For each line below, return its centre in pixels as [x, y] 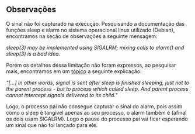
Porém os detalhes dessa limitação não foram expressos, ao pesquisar [91, 65]
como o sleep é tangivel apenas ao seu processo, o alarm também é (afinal [96, 112]
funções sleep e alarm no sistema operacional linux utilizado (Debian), [90, 30]
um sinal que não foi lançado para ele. [52, 125]
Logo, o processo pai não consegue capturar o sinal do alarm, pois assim [94, 106]
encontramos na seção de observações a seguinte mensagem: [82, 36]
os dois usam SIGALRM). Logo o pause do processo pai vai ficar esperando [97, 119]
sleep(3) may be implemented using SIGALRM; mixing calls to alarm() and [95, 47]
